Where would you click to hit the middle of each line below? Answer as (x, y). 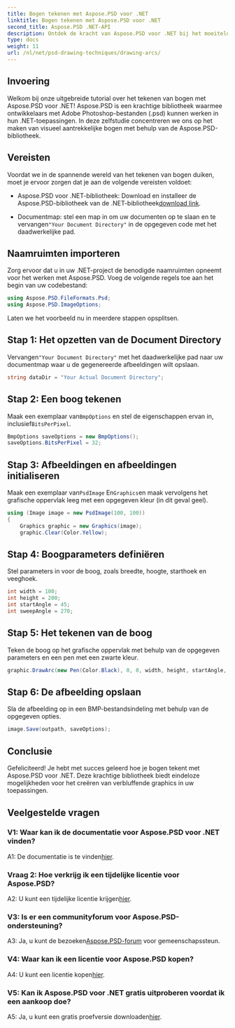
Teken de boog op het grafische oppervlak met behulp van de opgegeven (114, 650)
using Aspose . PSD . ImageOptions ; (54, 305)
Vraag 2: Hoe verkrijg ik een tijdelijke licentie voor (93, 874)
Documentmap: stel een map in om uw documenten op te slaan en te (116, 216)
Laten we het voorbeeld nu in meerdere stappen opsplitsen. (93, 318)
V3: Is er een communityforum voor (69, 917)
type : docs (23, 40)
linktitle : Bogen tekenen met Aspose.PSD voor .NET (84, 20)
